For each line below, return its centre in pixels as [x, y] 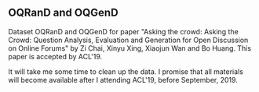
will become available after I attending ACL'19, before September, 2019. [123, 80]
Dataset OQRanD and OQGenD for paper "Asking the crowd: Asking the [124, 31]
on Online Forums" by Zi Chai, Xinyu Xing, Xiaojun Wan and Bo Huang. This [130, 48]
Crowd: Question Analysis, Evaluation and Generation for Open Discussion [128, 40]
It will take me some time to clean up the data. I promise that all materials [126, 71]
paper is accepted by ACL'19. [55, 56]
